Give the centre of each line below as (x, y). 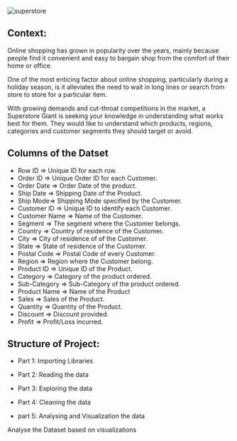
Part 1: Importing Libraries (55, 361)
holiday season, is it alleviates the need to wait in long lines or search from (116, 87)
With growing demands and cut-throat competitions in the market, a (106, 108)
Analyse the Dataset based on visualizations (72, 430)
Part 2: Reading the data (53, 375)
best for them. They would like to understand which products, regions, (110, 123)
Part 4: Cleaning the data (54, 403)
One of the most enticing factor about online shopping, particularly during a (118, 79)
